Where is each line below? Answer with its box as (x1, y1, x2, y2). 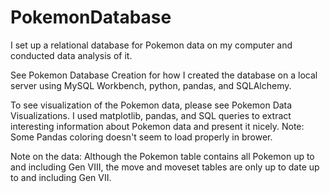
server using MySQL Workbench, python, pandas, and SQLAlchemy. (10, 79, 292, 91)
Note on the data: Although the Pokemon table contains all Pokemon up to (10, 150, 315, 162)
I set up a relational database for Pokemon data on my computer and (10, 39, 293, 51)
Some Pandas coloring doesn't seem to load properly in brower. (10, 131, 273, 143)
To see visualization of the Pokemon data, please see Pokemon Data (10, 99, 293, 111)
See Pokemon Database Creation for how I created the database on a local (10, 69, 318, 81)
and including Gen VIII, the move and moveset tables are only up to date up (10, 161, 320, 173)
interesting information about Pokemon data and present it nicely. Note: (10, 120, 305, 132)
